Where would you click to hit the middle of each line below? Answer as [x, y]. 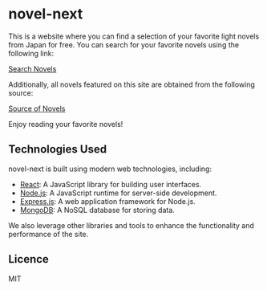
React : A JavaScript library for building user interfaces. [111, 184]
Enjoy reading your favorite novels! [66, 124]
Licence [29, 259]
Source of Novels [37, 108]
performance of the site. [49, 234]
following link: [31, 53]
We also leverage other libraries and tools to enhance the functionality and [131, 225]
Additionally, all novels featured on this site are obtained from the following [131, 84]
